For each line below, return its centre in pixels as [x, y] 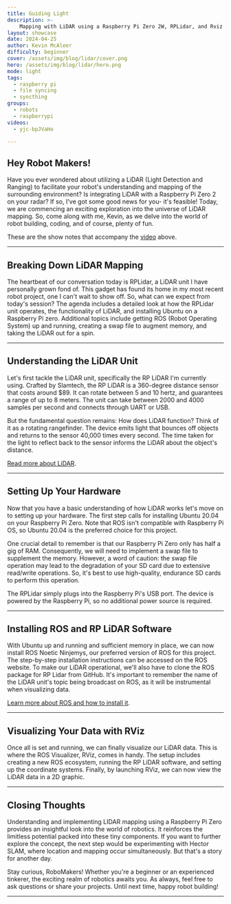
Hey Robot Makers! [49, 163]
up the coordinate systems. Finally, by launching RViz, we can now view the [114, 769]
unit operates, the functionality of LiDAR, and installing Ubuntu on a [102, 311]
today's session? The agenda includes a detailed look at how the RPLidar [111, 304]
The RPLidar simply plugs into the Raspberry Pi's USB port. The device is [111, 593]
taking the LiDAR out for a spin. [51, 333]
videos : [18, 122]
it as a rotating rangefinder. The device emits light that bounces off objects [113, 428]
